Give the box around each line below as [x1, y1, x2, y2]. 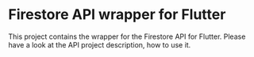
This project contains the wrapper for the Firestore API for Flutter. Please [8, 32, 246, 41]
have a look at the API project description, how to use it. [8, 40, 191, 49]
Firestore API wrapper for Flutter [8, 6, 226, 24]
